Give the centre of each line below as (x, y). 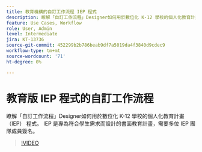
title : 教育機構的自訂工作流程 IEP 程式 (52, 12)
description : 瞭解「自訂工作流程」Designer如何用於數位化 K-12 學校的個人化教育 (99, 17)
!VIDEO (30, 143)
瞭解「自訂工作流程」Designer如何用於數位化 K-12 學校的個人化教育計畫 (95, 116)
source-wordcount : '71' (36, 56)
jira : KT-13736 (25, 39)
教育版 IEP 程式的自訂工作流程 (80, 98)
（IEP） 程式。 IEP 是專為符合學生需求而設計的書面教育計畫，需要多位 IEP (98, 124)
